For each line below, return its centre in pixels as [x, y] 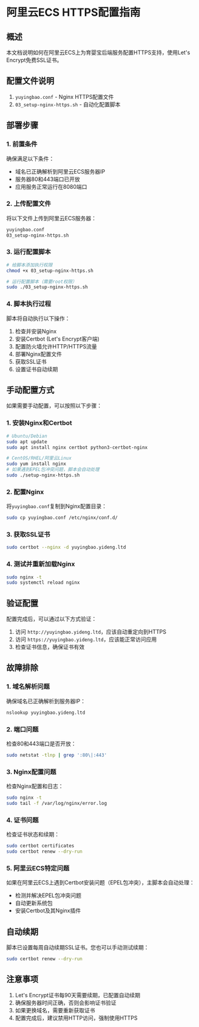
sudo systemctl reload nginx [43, 583]
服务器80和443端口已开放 [48, 179]
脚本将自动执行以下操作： [38, 318]
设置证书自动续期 [36, 369]
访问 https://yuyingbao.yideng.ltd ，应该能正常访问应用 [86, 639]
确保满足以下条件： [30, 158]
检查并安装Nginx [36, 331]
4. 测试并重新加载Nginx [41, 564]
